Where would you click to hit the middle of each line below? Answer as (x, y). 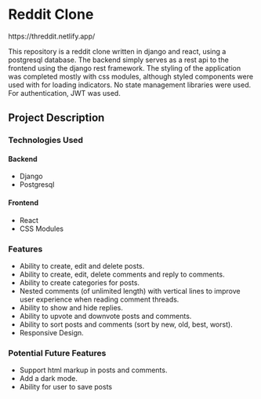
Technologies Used (46, 141)
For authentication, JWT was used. (65, 93)
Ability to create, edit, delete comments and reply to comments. (122, 274)
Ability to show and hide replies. (71, 307)
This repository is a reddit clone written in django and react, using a (117, 51)
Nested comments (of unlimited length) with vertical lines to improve (130, 291)
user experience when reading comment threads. (99, 299)
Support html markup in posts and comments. (93, 370)
